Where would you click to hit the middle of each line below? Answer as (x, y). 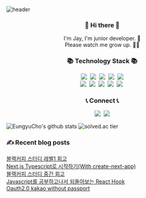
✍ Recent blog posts (38, 142)
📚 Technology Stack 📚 (102, 61)
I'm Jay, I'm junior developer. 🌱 (102, 38)
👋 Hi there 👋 (102, 25)
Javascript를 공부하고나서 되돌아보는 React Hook (66, 182)
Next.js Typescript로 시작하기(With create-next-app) (71, 166)
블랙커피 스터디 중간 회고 (36, 174)
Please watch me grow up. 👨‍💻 (102, 45)
